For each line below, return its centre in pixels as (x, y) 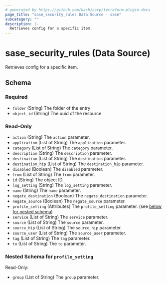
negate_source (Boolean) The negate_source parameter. (69, 201)
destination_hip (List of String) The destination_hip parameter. (78, 164)
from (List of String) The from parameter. (54, 175)
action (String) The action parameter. (51, 137)
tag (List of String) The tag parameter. (51, 238)
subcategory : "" (22, 19)
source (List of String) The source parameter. (58, 222)
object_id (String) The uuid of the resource (57, 113)
